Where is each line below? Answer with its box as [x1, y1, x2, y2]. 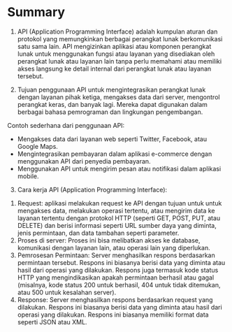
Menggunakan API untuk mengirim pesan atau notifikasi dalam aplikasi [17, 164, 222, 173]
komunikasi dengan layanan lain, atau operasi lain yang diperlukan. [17, 243, 211, 252]
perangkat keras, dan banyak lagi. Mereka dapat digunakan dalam [17, 100, 208, 108]
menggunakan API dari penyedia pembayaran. [17, 157, 152, 165]
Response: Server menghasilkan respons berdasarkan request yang [17, 295, 213, 304]
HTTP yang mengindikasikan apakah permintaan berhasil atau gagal [17, 273, 215, 282]
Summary [7, 4, 65, 20]
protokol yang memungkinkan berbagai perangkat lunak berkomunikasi [17, 34, 223, 43]
